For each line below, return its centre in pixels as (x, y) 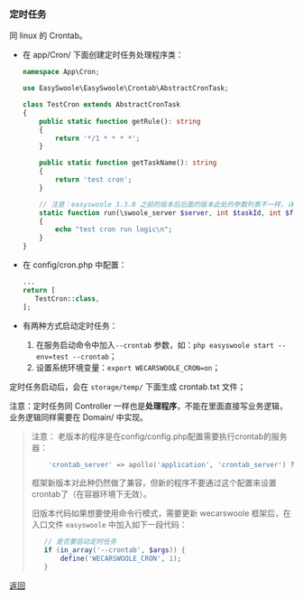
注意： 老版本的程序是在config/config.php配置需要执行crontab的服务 (159, 436)
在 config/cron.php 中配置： (74, 265)
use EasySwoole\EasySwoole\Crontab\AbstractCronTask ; (125, 89)
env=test (52, 357)
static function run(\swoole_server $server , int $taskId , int (161, 213)
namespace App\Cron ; (61, 72)
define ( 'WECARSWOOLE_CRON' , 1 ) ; (121, 559)
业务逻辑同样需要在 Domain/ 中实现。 (79, 416)
